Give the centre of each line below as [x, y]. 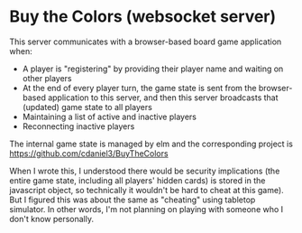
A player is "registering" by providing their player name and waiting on [153, 69]
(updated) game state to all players [87, 107]
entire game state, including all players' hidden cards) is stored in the [137, 180]
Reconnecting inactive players [78, 126]
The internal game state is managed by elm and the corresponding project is [151, 144]
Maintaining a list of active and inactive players [109, 116]
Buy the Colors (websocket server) [143, 17]
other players [47, 78]
